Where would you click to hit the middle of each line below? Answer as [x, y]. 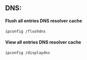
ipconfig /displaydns [28, 53]
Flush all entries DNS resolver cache [44, 21]
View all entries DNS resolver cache [43, 42]
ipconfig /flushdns [25, 31]
